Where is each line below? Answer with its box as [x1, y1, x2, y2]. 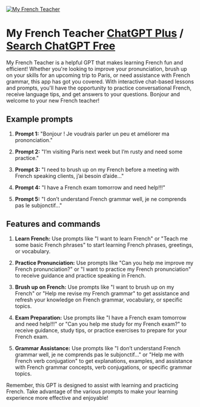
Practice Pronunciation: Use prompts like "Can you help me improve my [14, 259, 194, 266]
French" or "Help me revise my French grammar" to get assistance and [14, 289, 190, 297]
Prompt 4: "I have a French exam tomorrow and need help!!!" [14, 184, 166, 191]
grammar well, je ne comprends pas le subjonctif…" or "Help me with [14, 351, 184, 358]
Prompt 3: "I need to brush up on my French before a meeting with [14, 166, 180, 173]
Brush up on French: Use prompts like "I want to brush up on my [14, 283, 174, 291]
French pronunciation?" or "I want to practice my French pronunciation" [14, 266, 191, 273]
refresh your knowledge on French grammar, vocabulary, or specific [14, 296, 183, 303]
